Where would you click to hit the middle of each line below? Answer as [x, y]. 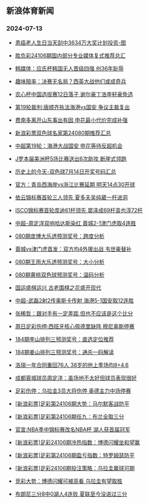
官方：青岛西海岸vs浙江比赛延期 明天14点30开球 [75, 184]
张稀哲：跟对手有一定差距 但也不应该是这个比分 [74, 313]
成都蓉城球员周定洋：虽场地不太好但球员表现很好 [76, 377]
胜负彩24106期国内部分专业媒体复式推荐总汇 [70, 55]
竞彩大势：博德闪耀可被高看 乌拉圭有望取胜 [68, 481]
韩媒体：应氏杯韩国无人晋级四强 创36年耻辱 [69, 68]
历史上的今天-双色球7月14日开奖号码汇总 [65, 171]
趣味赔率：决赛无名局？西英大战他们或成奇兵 [71, 81]
